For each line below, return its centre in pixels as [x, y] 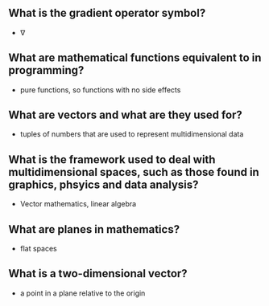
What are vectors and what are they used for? [126, 115]
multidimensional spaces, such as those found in [134, 172]
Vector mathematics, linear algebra [78, 204]
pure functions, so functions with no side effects [100, 90]
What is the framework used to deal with [112, 159]
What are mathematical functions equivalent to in [135, 58]
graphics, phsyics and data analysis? [103, 184]
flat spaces [39, 249]
